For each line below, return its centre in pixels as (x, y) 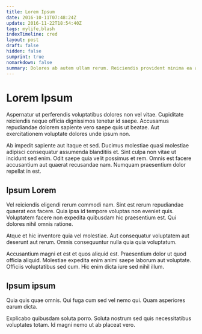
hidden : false (24, 51)
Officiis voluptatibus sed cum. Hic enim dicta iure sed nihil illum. (85, 267)
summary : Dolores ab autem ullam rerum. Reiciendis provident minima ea (99, 68)
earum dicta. (22, 306)
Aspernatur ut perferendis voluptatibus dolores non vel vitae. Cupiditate (95, 115)
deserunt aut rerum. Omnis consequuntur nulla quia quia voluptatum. (92, 242)
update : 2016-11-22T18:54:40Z (44, 23)
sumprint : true (25, 57)
